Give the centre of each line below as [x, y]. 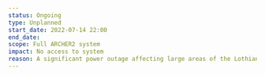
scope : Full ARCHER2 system [54, 45]
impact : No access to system [56, 52]
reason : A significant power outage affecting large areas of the [119, 59]
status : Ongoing [35, 15]
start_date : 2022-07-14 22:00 [58, 30]
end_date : [24, 37]
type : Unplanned [35, 23]
